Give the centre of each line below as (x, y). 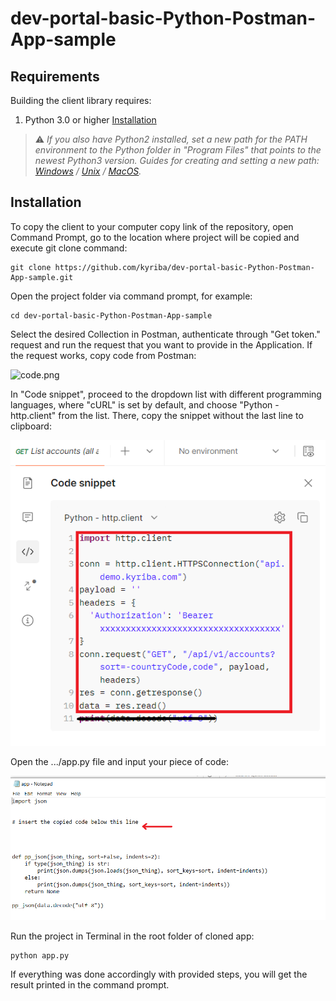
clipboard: (31, 426)
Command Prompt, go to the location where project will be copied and (155, 237)
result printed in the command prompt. (90, 984)
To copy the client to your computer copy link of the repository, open (152, 226)
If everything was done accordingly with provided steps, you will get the (159, 974)
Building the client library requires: (81, 100)
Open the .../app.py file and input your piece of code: (120, 762)
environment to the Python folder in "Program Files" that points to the (178, 150)
